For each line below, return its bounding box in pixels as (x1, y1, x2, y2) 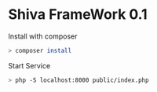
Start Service (8, 61, 51, 70)
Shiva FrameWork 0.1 (8, 6, 148, 24)
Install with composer (8, 31, 78, 41)
